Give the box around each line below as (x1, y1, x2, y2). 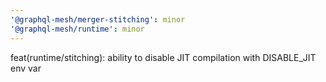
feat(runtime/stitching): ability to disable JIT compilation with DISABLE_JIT (10, 51, 317, 63)
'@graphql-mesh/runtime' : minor (10, 24, 145, 34)
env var (10, 62, 42, 74)
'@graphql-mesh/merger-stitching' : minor (10, 14, 186, 25)
